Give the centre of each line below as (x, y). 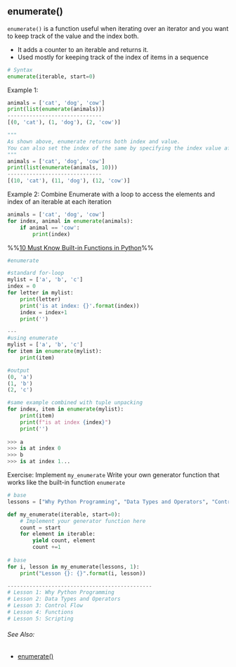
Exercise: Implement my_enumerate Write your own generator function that (113, 475)
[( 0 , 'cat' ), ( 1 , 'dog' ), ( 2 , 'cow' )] (64, 122)
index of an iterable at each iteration (59, 202)
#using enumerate (33, 338)
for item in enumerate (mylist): (54, 351)
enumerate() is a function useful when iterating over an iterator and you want (118, 28)
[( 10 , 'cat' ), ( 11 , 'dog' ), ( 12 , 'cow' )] (69, 181)
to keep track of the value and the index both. (73, 36)
